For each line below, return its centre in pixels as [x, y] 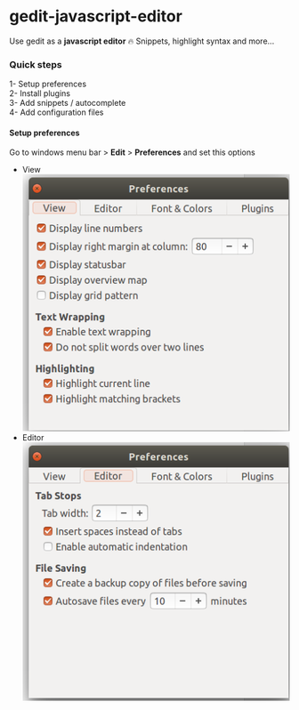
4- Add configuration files [57, 112]
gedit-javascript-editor [96, 16]
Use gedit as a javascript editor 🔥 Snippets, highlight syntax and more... [142, 41]
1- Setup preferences [48, 84]
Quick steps [36, 64]
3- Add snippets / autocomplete [68, 103]
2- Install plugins [40, 93]
